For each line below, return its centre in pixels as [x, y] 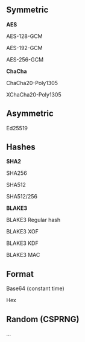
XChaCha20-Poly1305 [34, 94]
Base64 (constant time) [35, 288]
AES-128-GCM [25, 36]
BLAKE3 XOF [23, 232]
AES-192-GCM [25, 48]
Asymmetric [30, 114]
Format [20, 274]
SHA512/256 [22, 197]
